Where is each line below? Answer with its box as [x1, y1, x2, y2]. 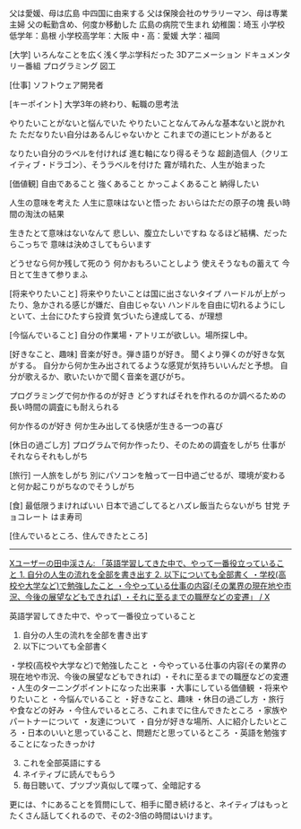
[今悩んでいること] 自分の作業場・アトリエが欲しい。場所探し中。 [9, 330, 253, 340]
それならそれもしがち [9, 451, 88, 461]
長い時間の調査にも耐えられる [9, 402, 119, 412]
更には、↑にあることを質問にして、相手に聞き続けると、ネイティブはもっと [9, 799, 289, 809]
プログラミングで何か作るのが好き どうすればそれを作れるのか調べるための [9, 390, 287, 401]
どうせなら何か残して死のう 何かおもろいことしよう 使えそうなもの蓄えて [9, 258, 280, 268]
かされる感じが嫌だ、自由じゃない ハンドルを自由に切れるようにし [39, 300, 286, 310]
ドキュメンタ [243, 49, 291, 60]
